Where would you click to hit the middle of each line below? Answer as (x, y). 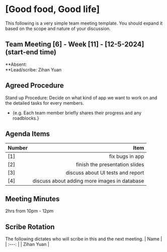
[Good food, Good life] (53, 9)
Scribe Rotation (30, 227)
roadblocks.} (26, 118)
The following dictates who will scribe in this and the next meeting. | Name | (84, 239)
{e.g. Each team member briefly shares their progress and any (77, 113)
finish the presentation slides (110, 164)
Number (18, 148)
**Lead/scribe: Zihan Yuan (33, 69)
